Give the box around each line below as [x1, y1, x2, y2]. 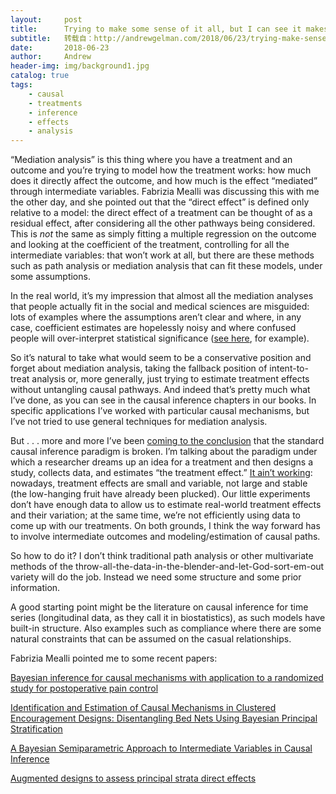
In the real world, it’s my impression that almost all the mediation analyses [10, 290, 314, 302]
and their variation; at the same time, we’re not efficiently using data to [10, 509, 302, 521]
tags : [10, 80, 33, 90]
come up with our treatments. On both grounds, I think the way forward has [10, 520, 321, 532]
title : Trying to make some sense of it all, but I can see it [10, 24, 302, 34]
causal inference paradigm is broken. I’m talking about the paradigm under [10, 446, 318, 458]
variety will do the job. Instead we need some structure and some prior [10, 571, 302, 583]
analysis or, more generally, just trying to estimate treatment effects [31, 373, 310, 385]
